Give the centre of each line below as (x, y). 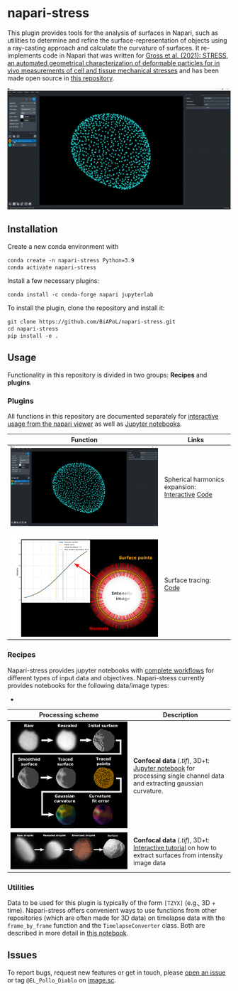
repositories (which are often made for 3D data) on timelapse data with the (116, 918)
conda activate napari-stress (52, 267)
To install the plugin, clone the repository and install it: (86, 308)
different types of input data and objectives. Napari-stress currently (106, 677)
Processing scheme (69, 715)
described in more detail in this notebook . (68, 933)
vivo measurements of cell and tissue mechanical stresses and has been (113, 70)
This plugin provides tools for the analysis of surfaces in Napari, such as (113, 33)
